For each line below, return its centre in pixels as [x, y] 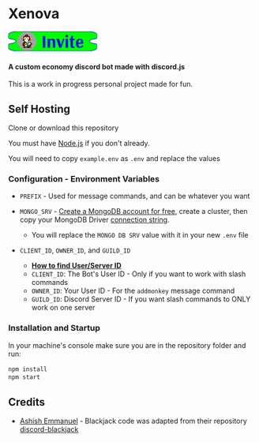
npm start [24, 377]
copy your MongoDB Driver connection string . [94, 220]
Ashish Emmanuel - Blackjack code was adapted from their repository [133, 421]
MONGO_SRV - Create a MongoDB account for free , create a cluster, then [133, 212]
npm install [28, 369]
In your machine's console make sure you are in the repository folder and [127, 345]
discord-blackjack [49, 429]
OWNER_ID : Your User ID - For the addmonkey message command [133, 291]
